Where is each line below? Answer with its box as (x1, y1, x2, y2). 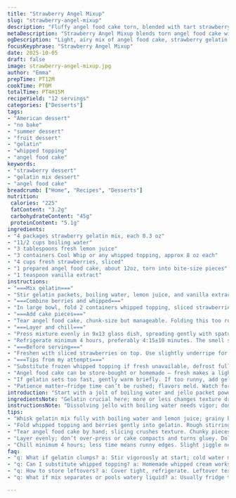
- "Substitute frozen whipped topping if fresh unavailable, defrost (7, 363, 216, 370)
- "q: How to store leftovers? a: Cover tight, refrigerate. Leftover (7, 468, 218, 475)
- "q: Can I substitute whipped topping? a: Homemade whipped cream (7, 461, 212, 468)
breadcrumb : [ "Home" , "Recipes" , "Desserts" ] (7, 187, 143, 194)
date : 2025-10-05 (7, 50, 58, 57)
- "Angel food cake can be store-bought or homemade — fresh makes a (7, 369, 216, 376)
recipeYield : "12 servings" (7, 96, 90, 103)
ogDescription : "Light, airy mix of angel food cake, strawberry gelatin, (7, 37, 231, 44)
